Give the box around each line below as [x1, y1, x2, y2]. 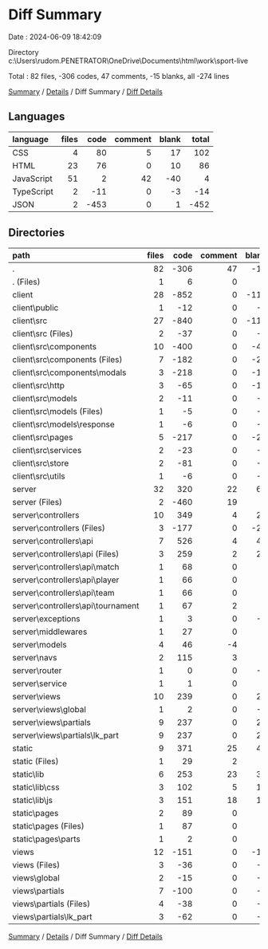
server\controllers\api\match [12, 561, 120, 572]
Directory [8, 47, 39, 57]
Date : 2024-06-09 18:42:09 [8, 32, 102, 41]
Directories [8, 226, 65, 240]
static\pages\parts [12, 833, 81, 845]
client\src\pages [12, 431, 73, 443]
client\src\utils [12, 471, 65, 482]
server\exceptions [12, 612, 81, 624]
